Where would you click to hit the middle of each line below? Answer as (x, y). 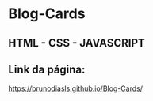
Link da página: (47, 69)
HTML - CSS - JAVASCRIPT (76, 43)
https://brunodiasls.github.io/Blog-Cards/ (75, 88)
